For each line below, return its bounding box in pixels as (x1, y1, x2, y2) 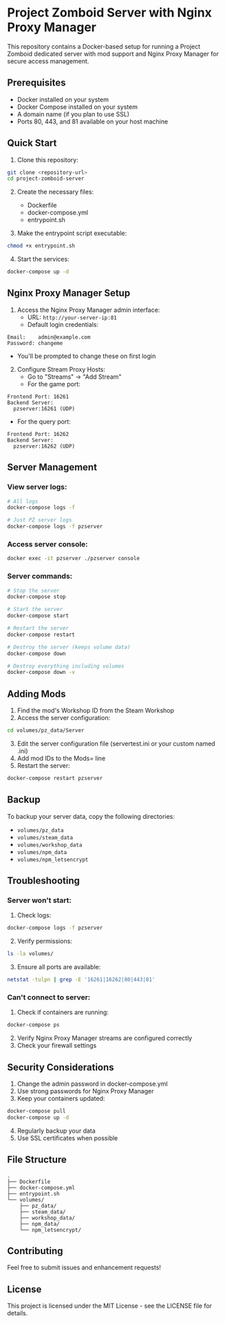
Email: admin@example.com (7, 333, 91, 341)
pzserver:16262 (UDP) (13, 443, 76, 450)
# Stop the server (7, 587, 60, 594)
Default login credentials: (27, 320, 98, 328)
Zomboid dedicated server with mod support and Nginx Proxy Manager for (7, 50, 219, 58)
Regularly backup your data (17, 1126, 96, 1135)
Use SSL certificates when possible (17, 1133, 118, 1142)
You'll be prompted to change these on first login (17, 352, 156, 360)
